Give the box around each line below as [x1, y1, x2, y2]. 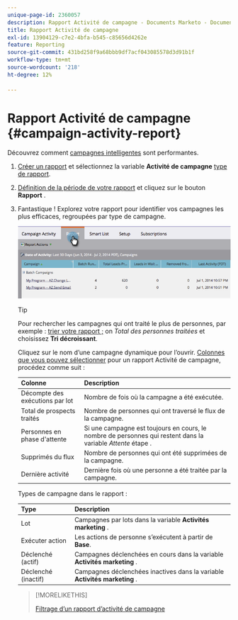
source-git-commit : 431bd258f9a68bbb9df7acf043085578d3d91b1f [7, 49, 195, 56]
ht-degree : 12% [7, 71, 52, 78]
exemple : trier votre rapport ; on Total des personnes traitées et [17, 327, 205, 335]
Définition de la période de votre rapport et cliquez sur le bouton [17, 184, 206, 192]
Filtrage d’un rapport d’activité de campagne [35, 604, 165, 613]
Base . [74, 540, 91, 548]
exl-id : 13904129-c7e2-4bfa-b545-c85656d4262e [7, 34, 147, 41]
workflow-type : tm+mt [7, 57, 72, 64]
